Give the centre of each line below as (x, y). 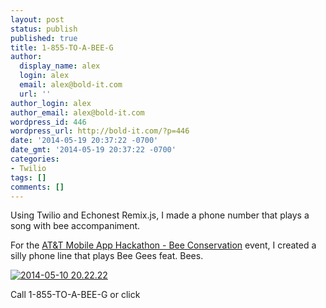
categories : (35, 159)
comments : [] (37, 187)
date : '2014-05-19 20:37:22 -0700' (84, 141)
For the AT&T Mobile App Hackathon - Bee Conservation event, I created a (163, 245)
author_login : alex (51, 103)
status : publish (44, 29)
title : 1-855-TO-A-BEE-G (62, 47)
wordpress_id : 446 (48, 122)
